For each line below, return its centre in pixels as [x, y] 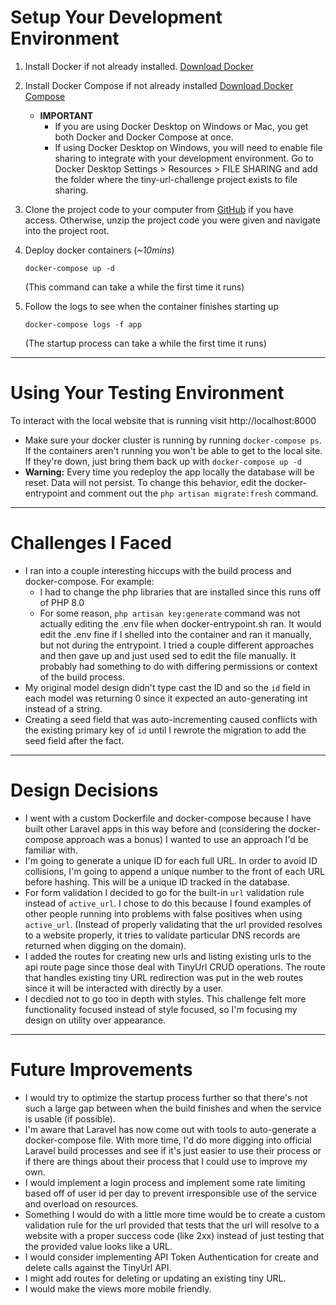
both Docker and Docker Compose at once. [144, 137]
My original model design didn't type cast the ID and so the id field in [167, 687]
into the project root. [67, 230]
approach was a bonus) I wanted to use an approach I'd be [187, 839]
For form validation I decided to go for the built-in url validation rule [164, 892]
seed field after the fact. [74, 740]
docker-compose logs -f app [83, 324]
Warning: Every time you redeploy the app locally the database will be [169, 472]
